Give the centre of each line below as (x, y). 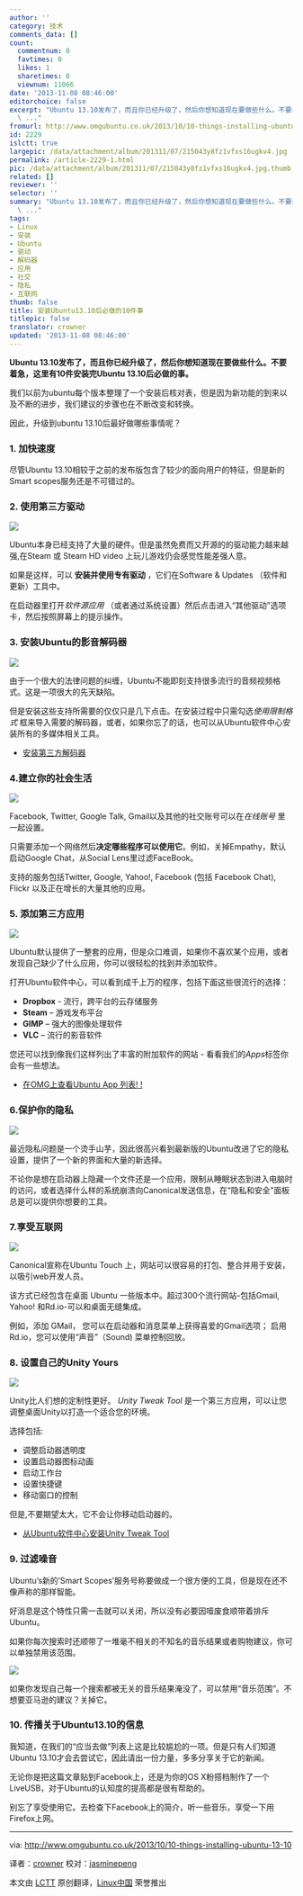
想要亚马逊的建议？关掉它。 (61, 1699)
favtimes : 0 (40, 59)
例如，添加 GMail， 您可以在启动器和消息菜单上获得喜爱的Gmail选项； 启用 (148, 1325)
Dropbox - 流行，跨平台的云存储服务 (90, 1002)
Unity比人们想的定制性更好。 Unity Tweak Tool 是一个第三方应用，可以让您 (148, 1401)
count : (22, 43)
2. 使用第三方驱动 (47, 507)
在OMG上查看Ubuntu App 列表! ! (82, 1084)
